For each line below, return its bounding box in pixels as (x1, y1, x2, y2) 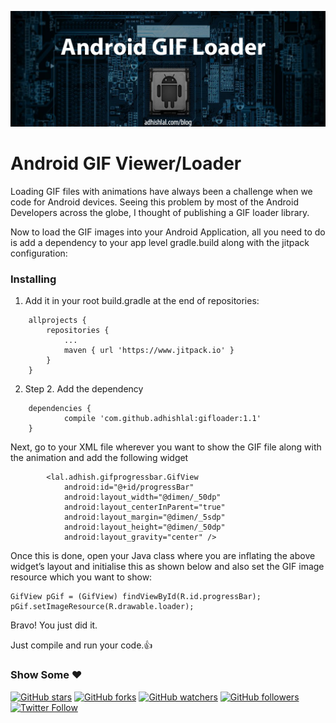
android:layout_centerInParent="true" (63, 502, 226, 513)
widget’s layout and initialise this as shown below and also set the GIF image (10, 561, 325, 573)
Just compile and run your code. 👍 (10, 639, 153, 651)
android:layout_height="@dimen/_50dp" (63, 522, 226, 533)
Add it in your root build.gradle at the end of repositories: (24, 295, 260, 307)
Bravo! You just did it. (10, 619, 98, 631)
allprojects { (28, 316, 87, 326)
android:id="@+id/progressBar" (63, 482, 195, 493)
